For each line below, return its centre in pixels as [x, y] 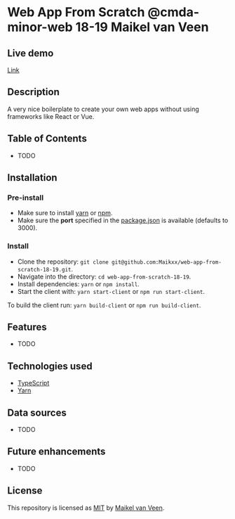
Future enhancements [56, 452]
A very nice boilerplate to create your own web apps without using [103, 109]
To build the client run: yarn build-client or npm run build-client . [104, 305]
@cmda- [174, 12]
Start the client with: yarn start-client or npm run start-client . [111, 291]
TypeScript [33, 383]
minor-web [40, 27]
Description [33, 92]
